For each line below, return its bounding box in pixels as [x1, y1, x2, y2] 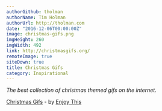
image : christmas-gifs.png [6, 31, 74, 37]
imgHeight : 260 [6, 37, 45, 43]
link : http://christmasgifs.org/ [6, 48, 90, 54]
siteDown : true [6, 59, 45, 65]
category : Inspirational [6, 70, 69, 76]
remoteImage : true [6, 53, 52, 59]
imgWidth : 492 [6, 43, 42, 49]
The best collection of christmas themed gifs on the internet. [6, 86, 157, 94]
